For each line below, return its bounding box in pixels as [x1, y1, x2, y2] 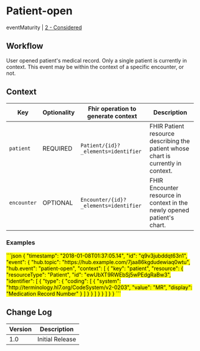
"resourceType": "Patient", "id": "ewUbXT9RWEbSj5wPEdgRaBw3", [6, 271, 171, 278]
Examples [6, 239, 36, 247]
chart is [149, 152, 171, 160]
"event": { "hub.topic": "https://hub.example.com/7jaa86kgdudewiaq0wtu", [6, 258, 190, 265]
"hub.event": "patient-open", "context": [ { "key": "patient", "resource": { [6, 265, 183, 272]
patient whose [149, 144, 189, 152]
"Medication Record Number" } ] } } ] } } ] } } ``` [6, 290, 121, 297]
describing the [149, 137, 190, 145]
